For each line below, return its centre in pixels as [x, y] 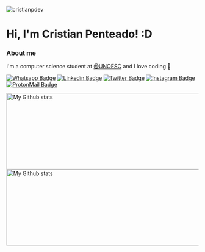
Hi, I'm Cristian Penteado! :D [79, 34]
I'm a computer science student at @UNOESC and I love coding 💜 [89, 67]
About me [21, 53]
